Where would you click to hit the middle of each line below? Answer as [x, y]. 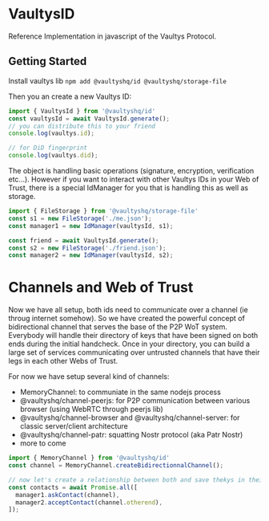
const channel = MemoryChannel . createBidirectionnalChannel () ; [116, 466]
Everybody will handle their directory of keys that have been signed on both [133, 336]
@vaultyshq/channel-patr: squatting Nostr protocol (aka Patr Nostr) [131, 435]
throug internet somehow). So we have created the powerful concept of [127, 319]
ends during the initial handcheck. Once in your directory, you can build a [129, 344]
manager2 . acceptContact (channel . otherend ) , [89, 503]
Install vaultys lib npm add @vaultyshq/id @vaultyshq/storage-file [117, 80]
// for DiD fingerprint [48, 148]
